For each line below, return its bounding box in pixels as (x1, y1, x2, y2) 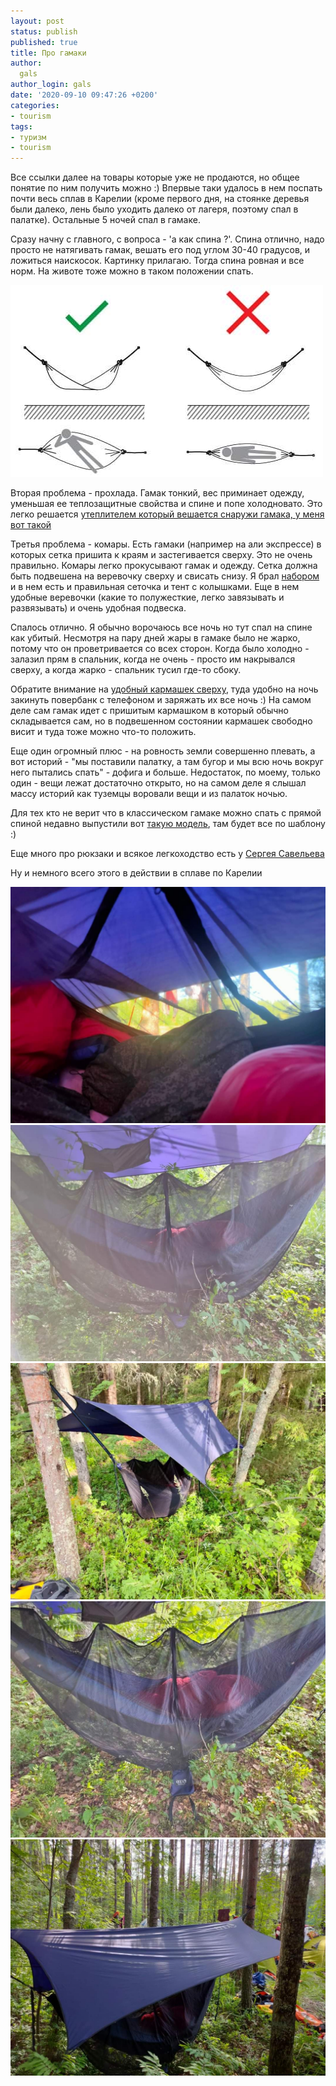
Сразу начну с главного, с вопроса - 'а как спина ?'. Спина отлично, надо (10, 233, 325, 245)
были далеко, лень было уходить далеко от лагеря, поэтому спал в (10, 203, 299, 215)
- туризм (10, 132, 47, 142)
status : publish (10, 26, 78, 37)
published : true (10, 37, 78, 47)
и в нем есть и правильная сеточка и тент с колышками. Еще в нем (10, 581, 300, 593)
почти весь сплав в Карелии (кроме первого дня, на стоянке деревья (10, 193, 310, 205)
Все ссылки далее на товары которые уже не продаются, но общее (10, 171, 300, 184)
